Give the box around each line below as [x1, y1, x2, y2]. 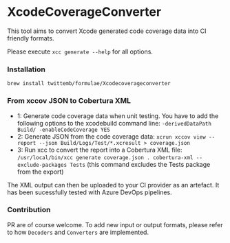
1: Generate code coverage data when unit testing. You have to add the [17, 111, 219, 120]
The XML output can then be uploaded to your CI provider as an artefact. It [7, 181, 220, 189]
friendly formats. [7, 34, 54, 42]
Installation [7, 65, 46, 74]
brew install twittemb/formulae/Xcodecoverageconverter [7, 80, 171, 87]
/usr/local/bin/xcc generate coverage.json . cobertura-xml [17, 154, 194, 161]
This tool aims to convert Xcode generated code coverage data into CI [7, 27, 207, 35]
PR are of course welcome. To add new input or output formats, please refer [7, 220, 224, 229]
